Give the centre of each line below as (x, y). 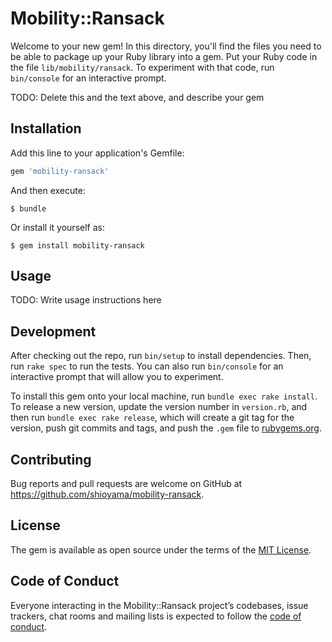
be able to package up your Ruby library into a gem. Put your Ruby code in (164, 56)
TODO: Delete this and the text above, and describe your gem (137, 97)
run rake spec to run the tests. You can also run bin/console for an (147, 366)
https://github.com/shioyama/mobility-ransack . (107, 494)
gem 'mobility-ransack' (60, 171)
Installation (46, 128)
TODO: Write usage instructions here (86, 300)
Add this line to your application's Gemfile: (97, 153)
